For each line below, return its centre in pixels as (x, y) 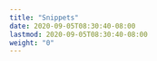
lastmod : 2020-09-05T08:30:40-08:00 (78, 34)
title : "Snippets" (44, 17)
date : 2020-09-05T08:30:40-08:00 (73, 26)
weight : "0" (32, 43)
